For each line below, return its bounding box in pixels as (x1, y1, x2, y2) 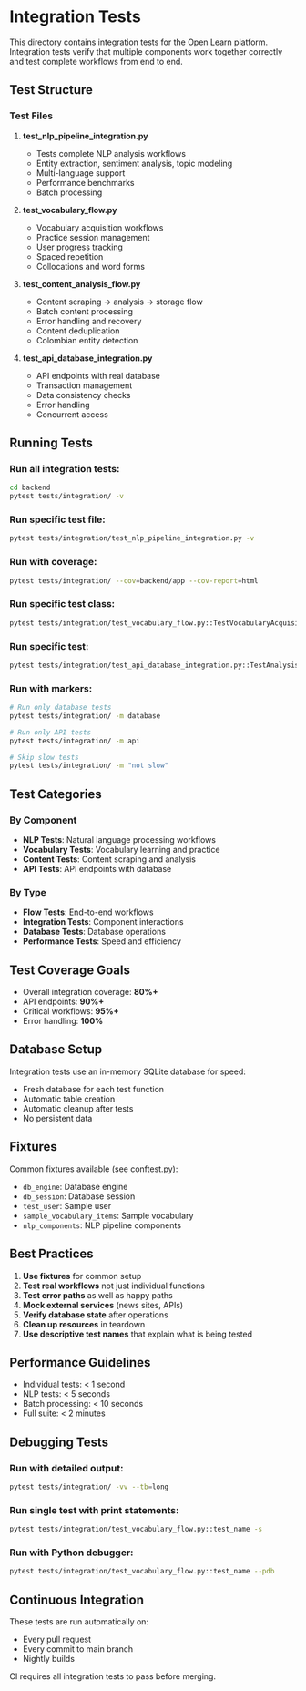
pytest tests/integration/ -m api (9, 736, 141, 745)
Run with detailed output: (9, 1461, 125, 1474)
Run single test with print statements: (9, 1503, 179, 1516)
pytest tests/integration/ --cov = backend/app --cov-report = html (9, 576, 259, 585)
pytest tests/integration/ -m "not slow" (9, 761, 169, 771)
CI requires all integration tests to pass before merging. (9, 1671, 217, 1682)
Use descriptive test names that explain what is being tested (22, 1328, 253, 1339)
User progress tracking (36, 241, 123, 252)
